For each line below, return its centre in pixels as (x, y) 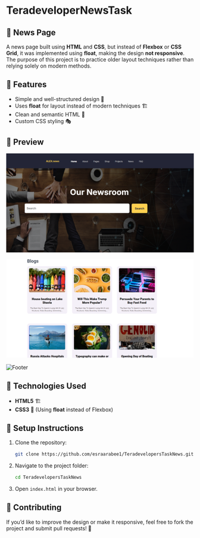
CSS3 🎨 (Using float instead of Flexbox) (64, 409)
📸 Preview (25, 142)
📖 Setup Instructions (45, 428)
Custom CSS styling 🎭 (43, 121)
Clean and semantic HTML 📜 (50, 114)
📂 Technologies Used (46, 386)
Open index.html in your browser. (56, 489)
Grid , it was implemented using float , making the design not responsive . (96, 53)
